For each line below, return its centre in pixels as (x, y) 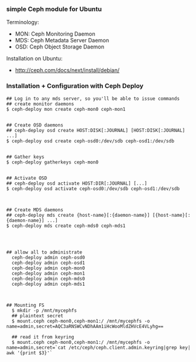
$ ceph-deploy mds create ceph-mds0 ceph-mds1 (66, 226)
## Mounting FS (25, 305)
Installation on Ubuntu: (34, 59)
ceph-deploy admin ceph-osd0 (48, 257)
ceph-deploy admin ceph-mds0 (48, 278)
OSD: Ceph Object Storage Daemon (60, 47)
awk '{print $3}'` (29, 353)
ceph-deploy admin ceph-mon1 (48, 273)
